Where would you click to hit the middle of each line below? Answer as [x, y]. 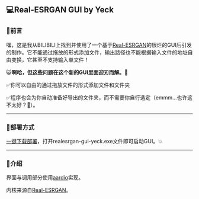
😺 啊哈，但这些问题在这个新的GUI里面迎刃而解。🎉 [67, 72]
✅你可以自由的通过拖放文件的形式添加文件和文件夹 [68, 85]
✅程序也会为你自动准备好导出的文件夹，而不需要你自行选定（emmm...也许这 [99, 97]
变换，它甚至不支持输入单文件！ [50, 60]
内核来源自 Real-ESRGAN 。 [39, 190]
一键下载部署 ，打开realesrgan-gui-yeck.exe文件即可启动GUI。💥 [84, 141]
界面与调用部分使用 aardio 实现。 [45, 178]
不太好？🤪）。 [22, 105]
